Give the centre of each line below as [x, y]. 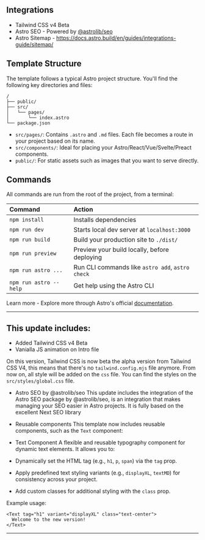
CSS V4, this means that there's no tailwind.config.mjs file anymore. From [101, 368]
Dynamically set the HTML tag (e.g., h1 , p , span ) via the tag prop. [96, 461]
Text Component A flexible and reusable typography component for [100, 443]
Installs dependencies [105, 220]
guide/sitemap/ [34, 44]
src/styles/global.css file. [41, 381]
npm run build [30, 240]
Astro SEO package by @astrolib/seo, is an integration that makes [98, 399]
